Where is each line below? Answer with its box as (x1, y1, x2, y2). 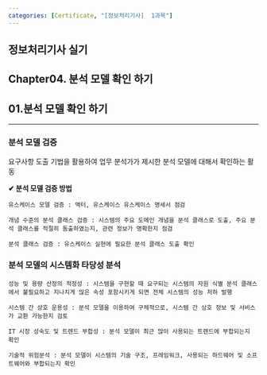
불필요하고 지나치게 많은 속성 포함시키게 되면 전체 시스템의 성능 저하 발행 (22, 288, 233, 296)
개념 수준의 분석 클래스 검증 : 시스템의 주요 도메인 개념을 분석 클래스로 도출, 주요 (8, 216, 247, 224)
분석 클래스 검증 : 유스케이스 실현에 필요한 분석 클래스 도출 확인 (8, 240, 195, 248)
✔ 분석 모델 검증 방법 (8, 184, 73, 193)
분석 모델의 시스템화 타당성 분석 (8, 260, 122, 271)
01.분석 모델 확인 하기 (8, 102, 108, 115)
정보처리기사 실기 (8, 43, 88, 56)
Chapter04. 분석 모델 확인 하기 (8, 72, 153, 86)
